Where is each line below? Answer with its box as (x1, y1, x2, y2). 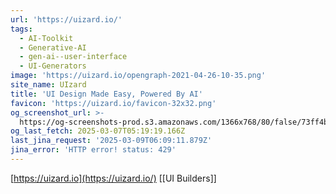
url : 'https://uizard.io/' (10, 14, 123, 25)
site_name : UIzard (10, 80, 87, 90)
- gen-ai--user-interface (19, 52, 128, 62)
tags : (10, 24, 33, 34)
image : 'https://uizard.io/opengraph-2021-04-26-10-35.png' (10, 71, 267, 81)
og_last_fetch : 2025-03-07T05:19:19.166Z (10, 126, 186, 136)
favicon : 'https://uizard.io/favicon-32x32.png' (10, 98, 217, 108)
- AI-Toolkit (19, 33, 74, 43)
